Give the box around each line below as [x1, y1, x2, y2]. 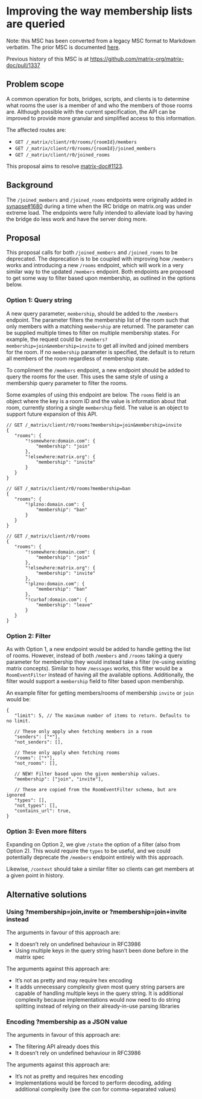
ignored [6, 792, 26, 798]
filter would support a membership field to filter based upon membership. [6, 677, 185, 684]
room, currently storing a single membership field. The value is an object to [6, 404, 189, 411]
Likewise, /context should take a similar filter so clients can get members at [6, 866, 194, 873]
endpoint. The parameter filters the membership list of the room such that [6, 316, 189, 323]
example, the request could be [6, 336, 83, 343]
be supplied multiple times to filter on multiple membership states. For [6, 329, 180, 336]
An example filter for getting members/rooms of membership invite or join [6, 689, 194, 696]
